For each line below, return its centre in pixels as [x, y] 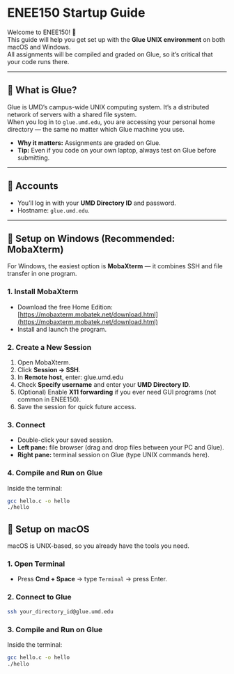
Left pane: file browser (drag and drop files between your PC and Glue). [120, 447]
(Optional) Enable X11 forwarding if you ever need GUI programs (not [117, 392]
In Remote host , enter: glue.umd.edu [70, 377]
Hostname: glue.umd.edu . [54, 210]
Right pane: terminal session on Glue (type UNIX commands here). [114, 455]
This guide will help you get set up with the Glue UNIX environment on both [116, 39]
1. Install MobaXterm [43, 292]
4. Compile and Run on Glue [55, 473]
